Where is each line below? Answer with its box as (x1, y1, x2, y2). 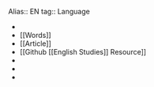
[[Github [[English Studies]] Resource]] (19, 47, 147, 56)
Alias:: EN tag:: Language (8, 7, 91, 16)
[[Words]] (19, 31, 51, 40)
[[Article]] (19, 39, 51, 48)
